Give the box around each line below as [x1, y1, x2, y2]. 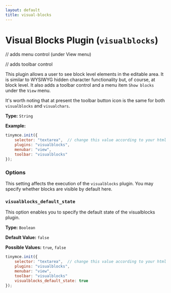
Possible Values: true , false [5, 244, 66, 250]
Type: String [5, 113, 33, 119]
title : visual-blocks [5, 12, 52, 17]
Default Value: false [5, 235, 50, 241]
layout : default [5, 7, 40, 13]
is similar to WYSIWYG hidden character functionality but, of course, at [5, 76, 156, 83]
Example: [5, 123, 26, 129]
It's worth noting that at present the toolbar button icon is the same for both [5, 97, 165, 104]
